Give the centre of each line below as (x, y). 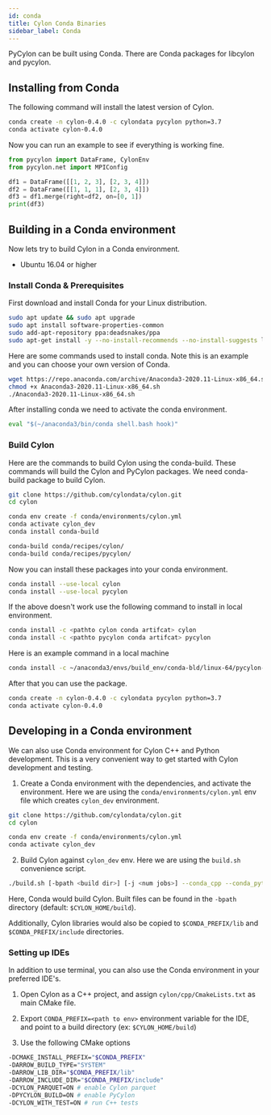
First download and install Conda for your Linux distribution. (108, 303)
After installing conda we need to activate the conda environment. (118, 409)
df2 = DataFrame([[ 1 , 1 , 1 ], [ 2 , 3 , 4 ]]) (79, 189)
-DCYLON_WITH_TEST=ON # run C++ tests (73, 1103)
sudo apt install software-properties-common (86, 325)
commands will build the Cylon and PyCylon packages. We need (115, 471)
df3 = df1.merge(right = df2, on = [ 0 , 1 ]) (75, 197)
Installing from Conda (64, 88)
